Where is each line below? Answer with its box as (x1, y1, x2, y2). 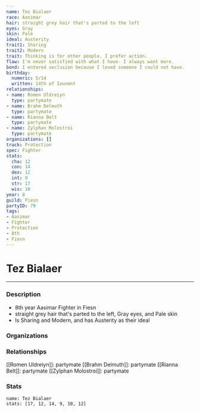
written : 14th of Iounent (11, 81, 76, 87)
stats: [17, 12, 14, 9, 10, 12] (6, 401, 86, 407)
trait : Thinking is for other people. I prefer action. (6, 53, 148, 59)
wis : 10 (11, 186, 31, 192)
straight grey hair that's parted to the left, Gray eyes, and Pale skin (14, 310, 178, 317)
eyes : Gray (6, 25, 33, 32)
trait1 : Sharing (6, 42, 46, 48)
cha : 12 (11, 159, 31, 165)
